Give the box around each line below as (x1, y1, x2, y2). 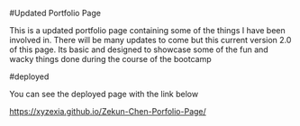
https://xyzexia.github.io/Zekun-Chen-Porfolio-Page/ (9, 106, 207, 116)
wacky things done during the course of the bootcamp (9, 54, 212, 64)
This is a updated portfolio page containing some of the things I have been (9, 25, 286, 35)
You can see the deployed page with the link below (9, 89, 199, 99)
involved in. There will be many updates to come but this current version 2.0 (9, 35, 292, 45)
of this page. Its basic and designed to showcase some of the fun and (9, 44, 268, 55)
